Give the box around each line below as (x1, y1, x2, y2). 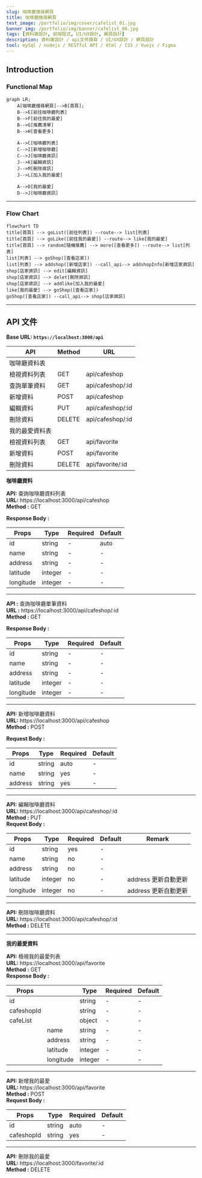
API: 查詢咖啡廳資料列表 (6, 490, 66, 497)
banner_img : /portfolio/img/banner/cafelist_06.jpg (6, 25, 138, 32)
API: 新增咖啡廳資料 (6, 710, 56, 717)
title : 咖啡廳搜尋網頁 (6, 14, 57, 20)
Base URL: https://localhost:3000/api (6, 333, 104, 341)
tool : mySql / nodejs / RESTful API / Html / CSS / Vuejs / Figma (6, 43, 176, 49)
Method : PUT (6, 813, 42, 821)
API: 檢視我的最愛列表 (6, 952, 61, 960)
